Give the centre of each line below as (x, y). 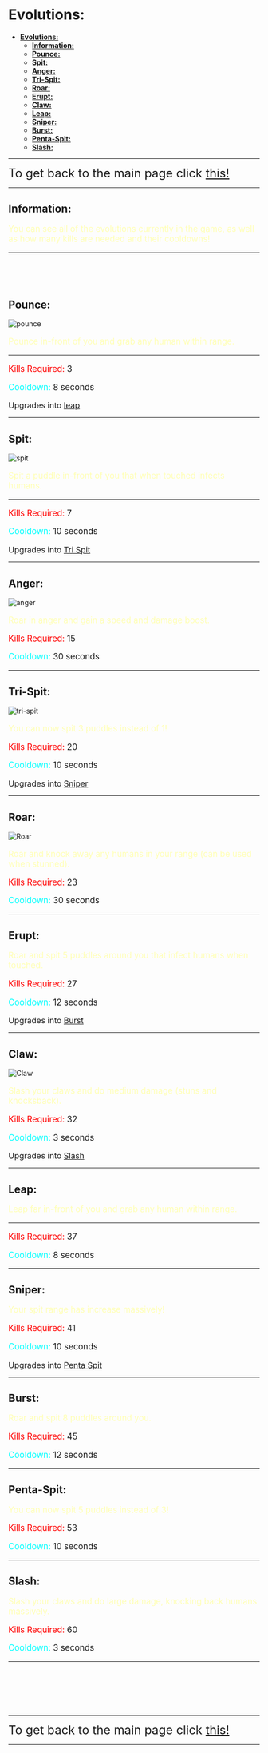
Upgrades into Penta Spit (55, 1365)
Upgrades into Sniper (48, 783)
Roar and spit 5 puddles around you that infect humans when (128, 955)
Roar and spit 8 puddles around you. (80, 1418)
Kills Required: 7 (40, 513)
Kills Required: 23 (43, 882)
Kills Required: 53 (43, 1528)
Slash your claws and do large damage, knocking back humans (133, 1601)
